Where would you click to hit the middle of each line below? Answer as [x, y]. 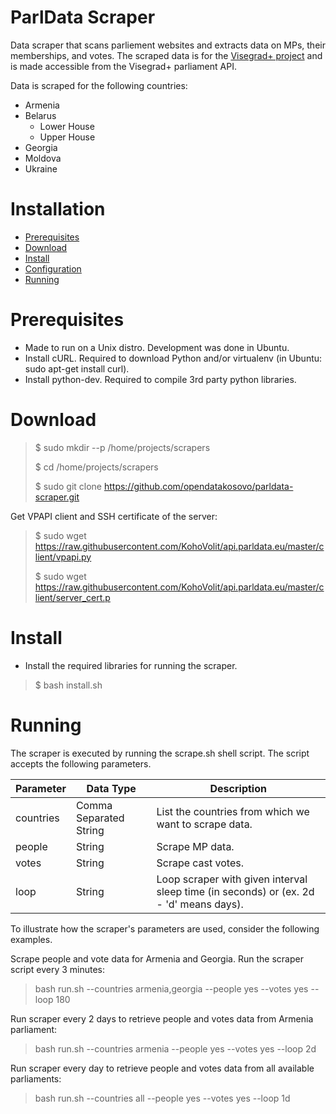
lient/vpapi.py [63, 557]
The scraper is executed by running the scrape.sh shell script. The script [160, 753]
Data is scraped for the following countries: [99, 85]
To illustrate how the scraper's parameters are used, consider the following [165, 928]
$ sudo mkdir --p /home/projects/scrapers [122, 447]
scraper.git [57, 497]
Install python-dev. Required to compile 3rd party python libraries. [160, 379]
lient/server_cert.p [72, 597]
